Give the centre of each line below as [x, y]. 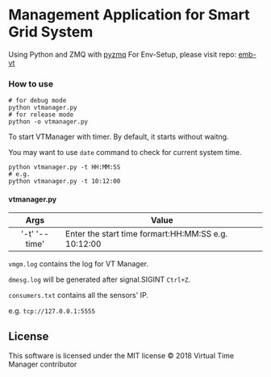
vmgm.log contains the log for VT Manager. [79, 264]
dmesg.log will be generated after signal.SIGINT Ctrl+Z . [100, 279]
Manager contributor [43, 364]
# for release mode [41, 115]
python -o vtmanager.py [48, 122]
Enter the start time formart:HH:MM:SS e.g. [147, 234]
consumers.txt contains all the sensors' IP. [79, 295]
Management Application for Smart [129, 15]
